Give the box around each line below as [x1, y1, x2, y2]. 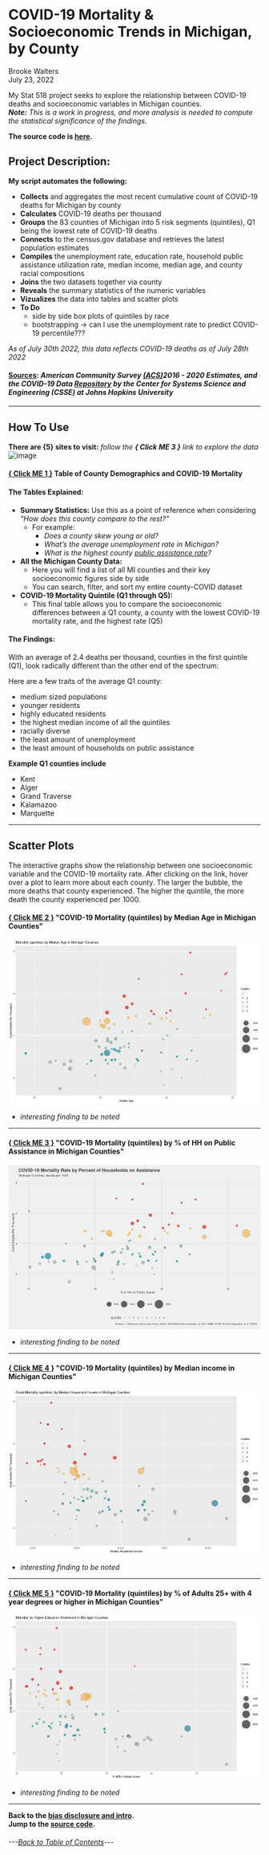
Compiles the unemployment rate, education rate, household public [19, 251, 244, 261]
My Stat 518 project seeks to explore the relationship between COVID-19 [8, 90, 247, 100]
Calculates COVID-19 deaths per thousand [19, 209, 162, 218]
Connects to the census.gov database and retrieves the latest [19, 234, 225, 244]
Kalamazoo [19, 799, 58, 809]
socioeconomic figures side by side [31, 573, 150, 583]
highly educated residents [19, 709, 106, 718]
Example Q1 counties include [8, 759, 106, 768]
